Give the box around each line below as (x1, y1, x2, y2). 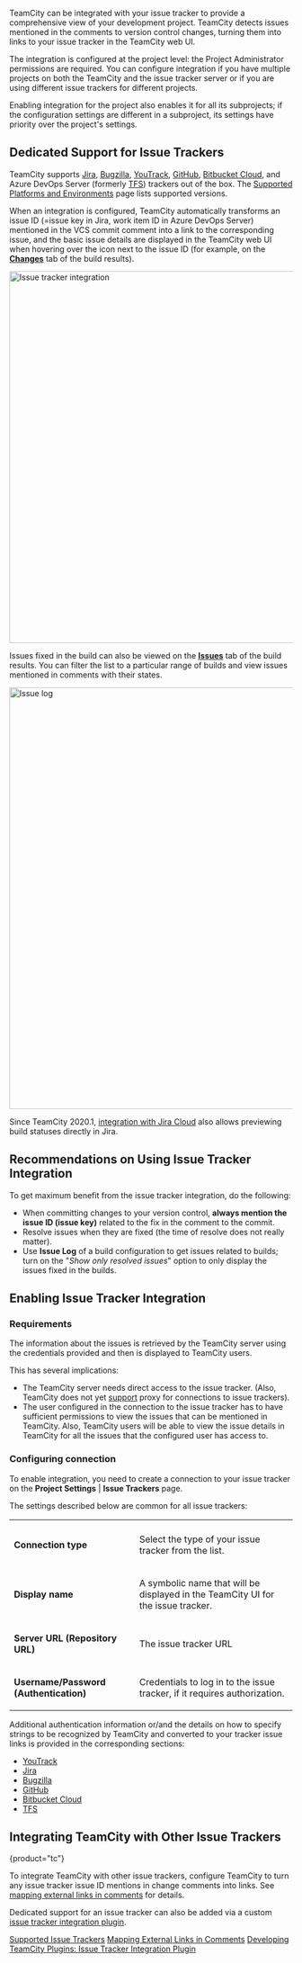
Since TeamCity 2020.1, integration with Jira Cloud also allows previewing (9, 1116, 282, 1127)
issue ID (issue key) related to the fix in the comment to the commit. (22, 1216, 276, 1227)
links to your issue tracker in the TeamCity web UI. (9, 36, 196, 47)
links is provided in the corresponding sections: (9, 1738, 185, 1749)
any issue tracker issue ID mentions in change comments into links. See (9, 1880, 275, 1891)
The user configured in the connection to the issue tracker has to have (22, 1402, 283, 1412)
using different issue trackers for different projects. (9, 83, 199, 93)
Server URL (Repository (13, 1632, 118, 1645)
